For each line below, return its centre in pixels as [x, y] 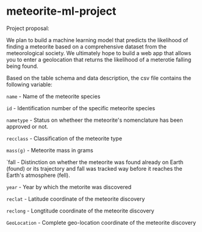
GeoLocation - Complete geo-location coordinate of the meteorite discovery [101, 222]
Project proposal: [28, 28]
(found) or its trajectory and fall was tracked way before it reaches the [95, 168]
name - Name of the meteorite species [53, 96]
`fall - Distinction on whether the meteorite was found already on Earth [95, 162]
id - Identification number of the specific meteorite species [81, 108]
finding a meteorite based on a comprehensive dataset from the [86, 47]
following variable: [30, 84]
